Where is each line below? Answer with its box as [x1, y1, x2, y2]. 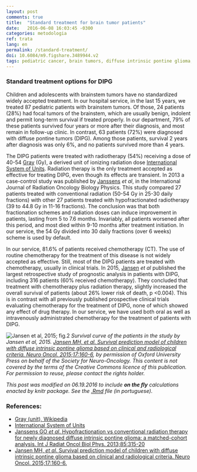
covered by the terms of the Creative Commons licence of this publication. [6, 363, 187, 371]
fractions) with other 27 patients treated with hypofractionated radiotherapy [6, 196, 189, 204]
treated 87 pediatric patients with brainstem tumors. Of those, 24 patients [6, 103, 185, 110]
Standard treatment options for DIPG [6, 77, 113, 86]
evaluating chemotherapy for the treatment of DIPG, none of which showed [6, 301, 188, 309]
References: [6, 402, 42, 410]
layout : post [6, 8, 38, 15]
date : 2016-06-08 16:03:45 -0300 [6, 25, 94, 31]
